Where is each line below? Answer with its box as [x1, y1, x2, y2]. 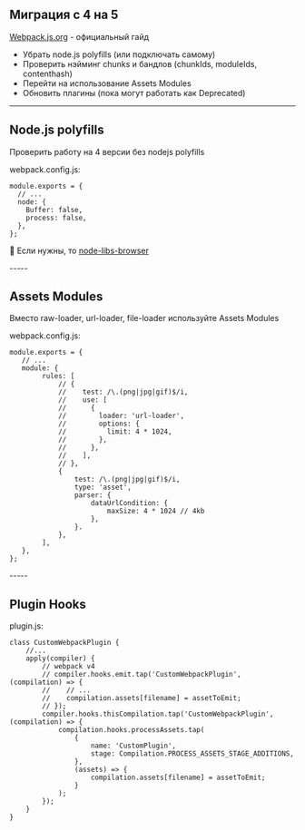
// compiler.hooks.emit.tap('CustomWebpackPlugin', [42, 670, 242, 679]
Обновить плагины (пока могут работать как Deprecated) [22, 87, 246, 98]
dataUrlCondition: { [90, 499, 169, 508]
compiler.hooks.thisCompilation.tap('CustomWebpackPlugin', [42, 709, 274, 719]
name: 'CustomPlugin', [90, 741, 177, 751]
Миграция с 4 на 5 [9, 7, 119, 23]
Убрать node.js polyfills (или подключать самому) [22, 49, 216, 60]
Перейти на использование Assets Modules [22, 77, 192, 89]
